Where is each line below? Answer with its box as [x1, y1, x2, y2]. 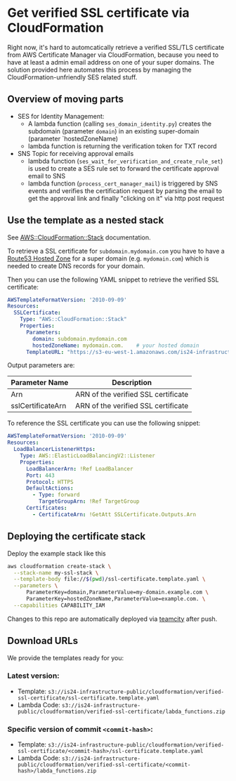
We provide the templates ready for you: [7, 653, 124, 662]
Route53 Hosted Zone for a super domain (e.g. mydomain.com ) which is [7, 254, 209, 263]
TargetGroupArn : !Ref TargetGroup [38, 498, 140, 505]
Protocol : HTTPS [25, 478, 74, 485]
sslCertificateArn [11, 401, 67, 411]
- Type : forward [32, 492, 80, 499]
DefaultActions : [25, 485, 74, 492]
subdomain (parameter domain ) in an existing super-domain [27, 126, 199, 135]
